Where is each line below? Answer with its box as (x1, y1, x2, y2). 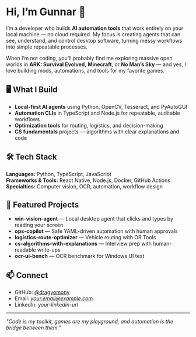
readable (14, 246, 36, 253)
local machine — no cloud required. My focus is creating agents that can (6, 30, 181, 37)
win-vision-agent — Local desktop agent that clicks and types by (14, 215, 174, 222)
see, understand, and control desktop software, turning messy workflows (6, 37, 183, 44)
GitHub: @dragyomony (14, 289, 70, 296)
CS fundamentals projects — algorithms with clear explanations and (14, 128, 180, 135)
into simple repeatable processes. (6, 43, 87, 50)
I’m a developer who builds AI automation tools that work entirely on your (6, 25, 184, 32)
